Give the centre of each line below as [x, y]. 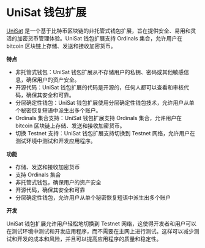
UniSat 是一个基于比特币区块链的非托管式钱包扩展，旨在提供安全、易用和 [99, 31]
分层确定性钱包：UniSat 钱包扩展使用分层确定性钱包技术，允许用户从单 [105, 102]
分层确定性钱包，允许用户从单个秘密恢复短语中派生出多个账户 [93, 197]
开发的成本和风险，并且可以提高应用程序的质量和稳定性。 [89, 239]
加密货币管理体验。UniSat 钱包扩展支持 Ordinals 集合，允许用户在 [99, 38]
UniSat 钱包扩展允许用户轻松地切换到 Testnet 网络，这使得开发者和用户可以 [102, 224]
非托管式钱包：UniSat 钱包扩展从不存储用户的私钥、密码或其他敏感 [99, 72]
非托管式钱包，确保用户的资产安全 [58, 182]
